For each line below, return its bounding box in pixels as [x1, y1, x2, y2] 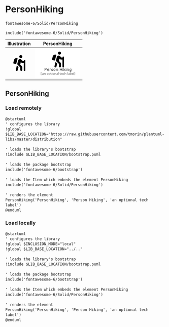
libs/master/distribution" [5, 137, 62, 142]
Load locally [5, 219, 36, 226]
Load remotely [5, 104, 42, 111]
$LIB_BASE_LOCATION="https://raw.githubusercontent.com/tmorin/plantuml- [5, 132, 165, 137]
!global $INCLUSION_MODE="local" [5, 241, 76, 247]
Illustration [7, 40, 31, 47]
